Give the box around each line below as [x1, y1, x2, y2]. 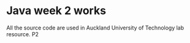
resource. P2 [6, 30, 39, 37]
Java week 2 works [6, 4, 106, 18]
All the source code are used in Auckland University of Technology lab [6, 24, 184, 31]
